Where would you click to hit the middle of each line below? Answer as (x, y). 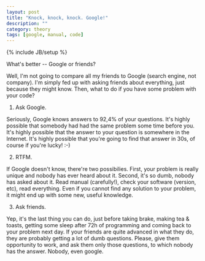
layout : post (23, 12)
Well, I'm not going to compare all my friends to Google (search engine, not (101, 76)
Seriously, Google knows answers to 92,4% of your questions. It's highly (98, 119)
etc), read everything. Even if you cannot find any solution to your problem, (101, 189)
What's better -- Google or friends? (51, 64)
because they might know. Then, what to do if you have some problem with (101, 89)
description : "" (27, 23)
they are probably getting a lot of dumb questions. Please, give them (93, 238)
